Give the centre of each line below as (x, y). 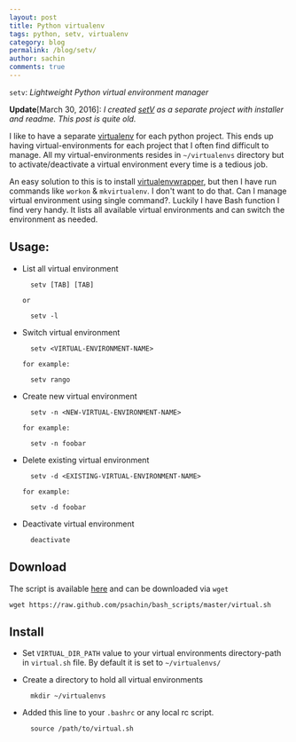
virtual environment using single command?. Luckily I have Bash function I (144, 200)
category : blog (37, 42)
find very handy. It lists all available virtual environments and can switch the (147, 209)
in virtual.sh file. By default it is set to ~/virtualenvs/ (121, 663)
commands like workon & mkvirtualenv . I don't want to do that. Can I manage (148, 191)
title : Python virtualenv (57, 26)
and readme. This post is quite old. (73, 118)
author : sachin (37, 59)
